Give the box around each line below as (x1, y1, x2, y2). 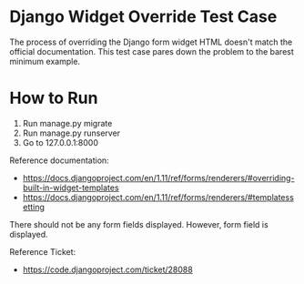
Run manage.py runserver (22, 127, 121, 138)
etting (22, 201, 46, 212)
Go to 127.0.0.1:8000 (22, 137, 98, 147)
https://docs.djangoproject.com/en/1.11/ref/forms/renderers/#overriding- (22, 172, 295, 183)
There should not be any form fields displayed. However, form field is (9, 218, 269, 229)
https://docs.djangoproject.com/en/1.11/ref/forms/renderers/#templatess (22, 191, 294, 202)
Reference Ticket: (9, 246, 76, 257)
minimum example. (9, 56, 80, 66)
